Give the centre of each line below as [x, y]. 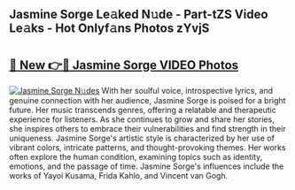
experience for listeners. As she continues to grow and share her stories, [142, 119]
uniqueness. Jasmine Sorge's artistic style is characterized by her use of [142, 138]
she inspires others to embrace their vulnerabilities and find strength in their [147, 129]
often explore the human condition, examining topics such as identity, [136, 157]
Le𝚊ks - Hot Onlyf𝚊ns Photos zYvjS [109, 29]
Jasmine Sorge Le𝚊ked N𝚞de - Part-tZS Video [139, 15]
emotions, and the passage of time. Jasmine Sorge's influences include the [147, 166]
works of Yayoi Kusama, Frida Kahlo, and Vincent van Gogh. [119, 175]
